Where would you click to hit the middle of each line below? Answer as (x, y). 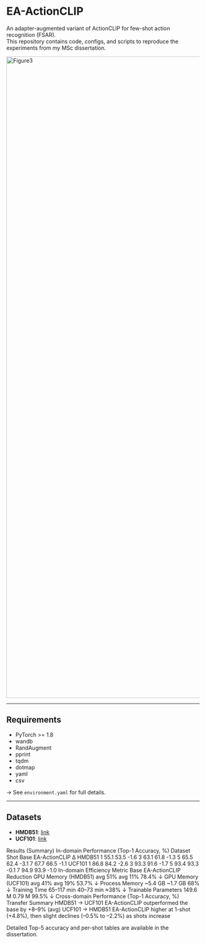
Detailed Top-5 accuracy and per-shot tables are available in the (88, 928)
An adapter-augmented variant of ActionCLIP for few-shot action (88, 28)
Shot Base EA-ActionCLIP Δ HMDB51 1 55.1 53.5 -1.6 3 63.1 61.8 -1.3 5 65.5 (100, 857)
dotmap (25, 767)
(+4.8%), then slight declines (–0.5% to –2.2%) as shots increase (88, 915)
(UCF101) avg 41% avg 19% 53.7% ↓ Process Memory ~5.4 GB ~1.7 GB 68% (103, 883)
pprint (23, 754)
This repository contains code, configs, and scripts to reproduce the (93, 41)
